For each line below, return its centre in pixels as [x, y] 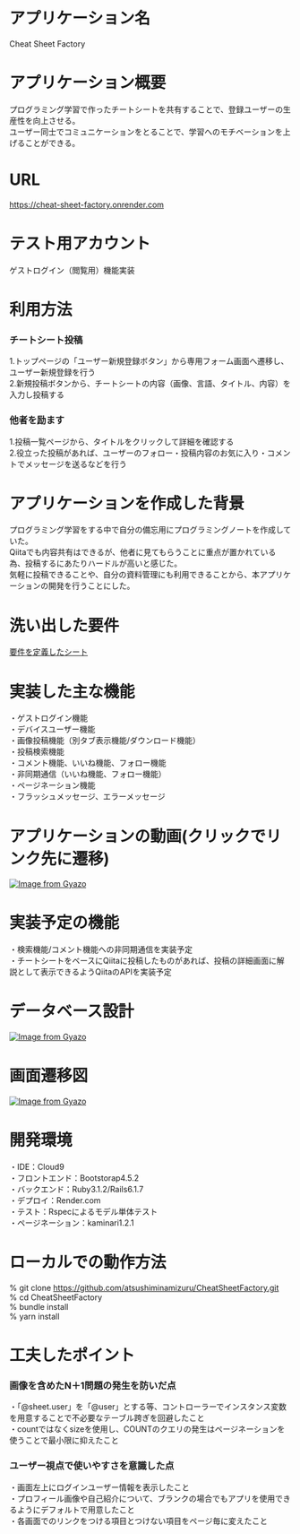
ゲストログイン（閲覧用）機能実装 [72, 270]
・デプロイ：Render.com [55, 1200]
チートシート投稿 [46, 340]
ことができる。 [52, 143]
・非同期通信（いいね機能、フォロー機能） [88, 774]
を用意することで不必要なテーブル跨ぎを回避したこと [107, 1418]
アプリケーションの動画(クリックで [137, 836]
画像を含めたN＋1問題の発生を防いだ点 [93, 1386]
